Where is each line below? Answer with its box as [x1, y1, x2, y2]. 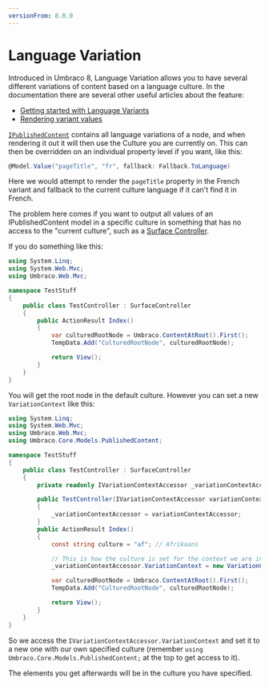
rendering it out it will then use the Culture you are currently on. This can [8, 138, 248, 148]
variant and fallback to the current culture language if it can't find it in [8, 185, 238, 195]
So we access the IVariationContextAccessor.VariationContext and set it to [8, 635, 260, 645]
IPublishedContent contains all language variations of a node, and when [8, 129, 246, 139]
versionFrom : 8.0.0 [8, 11, 74, 20]
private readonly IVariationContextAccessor [37, 481, 188, 489]
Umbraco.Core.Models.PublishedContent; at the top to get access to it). [8, 652, 240, 662]
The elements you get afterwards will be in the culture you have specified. [8, 668, 253, 678]
